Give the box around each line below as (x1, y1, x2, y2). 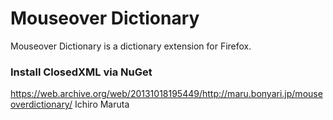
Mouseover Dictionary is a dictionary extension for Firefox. (10, 40, 252, 52)
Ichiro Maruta (74, 98, 130, 111)
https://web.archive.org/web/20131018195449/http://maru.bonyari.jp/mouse (10, 88, 323, 100)
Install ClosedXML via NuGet (10, 65, 153, 79)
